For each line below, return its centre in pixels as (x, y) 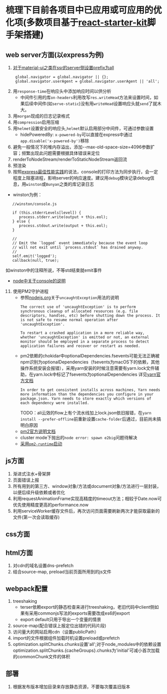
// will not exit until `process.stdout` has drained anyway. (78, 247)
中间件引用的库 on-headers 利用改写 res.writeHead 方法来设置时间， (87, 97)
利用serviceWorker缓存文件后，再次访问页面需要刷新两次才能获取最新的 (86, 511)
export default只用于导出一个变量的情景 (61, 619)
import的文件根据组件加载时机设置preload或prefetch (66, 638)
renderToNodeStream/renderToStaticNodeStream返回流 (70, 159)
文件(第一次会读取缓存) (36, 517)
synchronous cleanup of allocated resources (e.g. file (79, 311)
